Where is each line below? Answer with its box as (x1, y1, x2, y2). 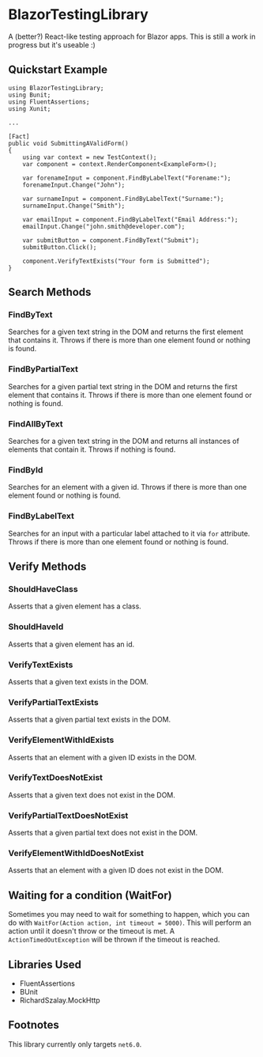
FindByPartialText (8, 364, 79, 375)
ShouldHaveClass (8, 583, 78, 594)
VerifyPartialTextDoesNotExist (8, 809, 129, 820)
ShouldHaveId (8, 621, 64, 632)
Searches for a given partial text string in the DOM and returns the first (8, 381, 239, 391)
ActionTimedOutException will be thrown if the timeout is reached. (8, 935, 220, 945)
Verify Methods (8, 560, 87, 574)
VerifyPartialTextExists (8, 696, 99, 707)
